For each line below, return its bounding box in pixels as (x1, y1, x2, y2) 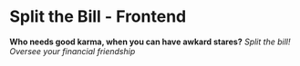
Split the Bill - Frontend (9, 6, 187, 27)
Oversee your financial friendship (9, 45, 136, 56)
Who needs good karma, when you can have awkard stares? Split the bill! (9, 36, 291, 47)
